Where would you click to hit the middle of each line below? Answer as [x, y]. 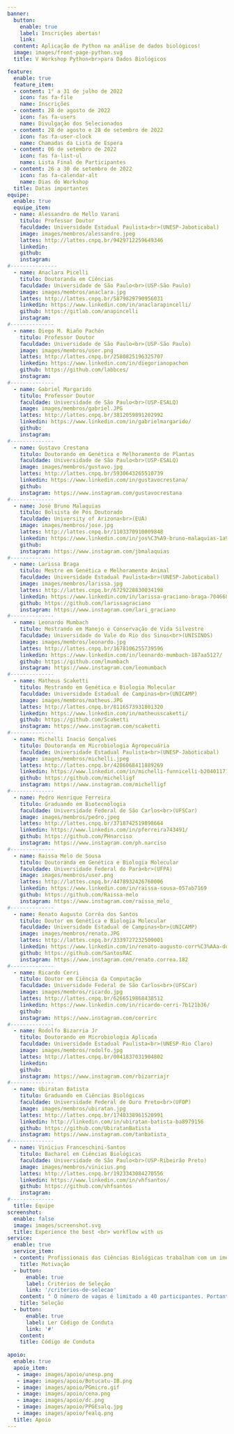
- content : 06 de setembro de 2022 [65, 150]
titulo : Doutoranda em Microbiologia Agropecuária [95, 746]
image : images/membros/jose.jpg [67, 526]
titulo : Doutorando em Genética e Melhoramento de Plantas [107, 454]
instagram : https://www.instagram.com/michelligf [93, 785]
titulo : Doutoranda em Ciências [67, 279]
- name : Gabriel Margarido [53, 389]
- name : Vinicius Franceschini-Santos [70, 1147]
